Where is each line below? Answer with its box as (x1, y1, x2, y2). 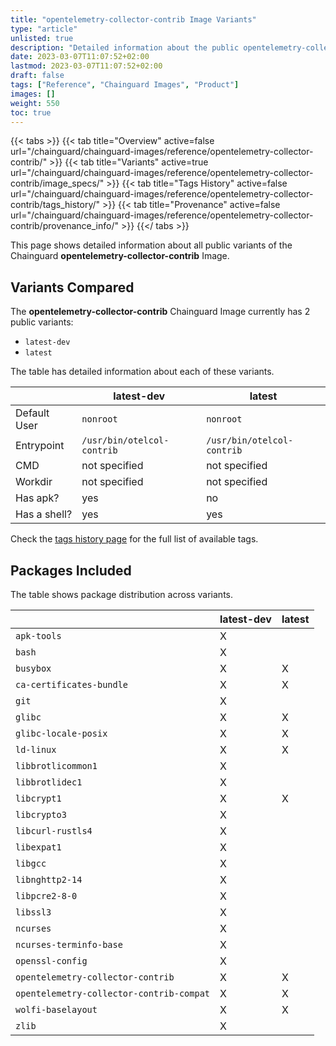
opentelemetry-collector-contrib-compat (15, 988, 210, 999)
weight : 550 (10, 98, 60, 108)
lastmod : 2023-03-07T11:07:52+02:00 (10, 61, 163, 71)
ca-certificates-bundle (15, 679, 129, 690)
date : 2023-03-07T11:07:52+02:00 (10, 52, 150, 62)
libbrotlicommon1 (15, 761, 98, 771)
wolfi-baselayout (15, 1004, 98, 1015)
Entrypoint (15, 439, 65, 453)
